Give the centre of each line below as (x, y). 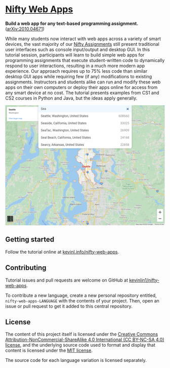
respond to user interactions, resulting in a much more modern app (75, 66)
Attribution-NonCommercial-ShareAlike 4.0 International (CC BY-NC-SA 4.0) (85, 340)
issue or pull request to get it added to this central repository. (69, 306)
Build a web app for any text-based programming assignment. (72, 23)
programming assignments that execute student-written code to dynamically (85, 60)
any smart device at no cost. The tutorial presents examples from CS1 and (82, 93)
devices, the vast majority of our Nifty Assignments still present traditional (82, 44)
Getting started (30, 240)
